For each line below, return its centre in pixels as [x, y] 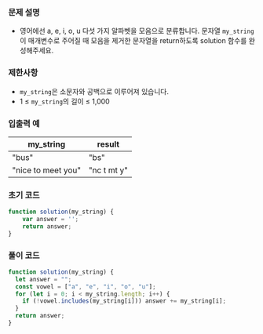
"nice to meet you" [46, 170]
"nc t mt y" [108, 170]
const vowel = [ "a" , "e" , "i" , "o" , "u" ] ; [86, 287]
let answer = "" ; [44, 279]
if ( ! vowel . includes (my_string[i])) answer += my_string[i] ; [124, 301]
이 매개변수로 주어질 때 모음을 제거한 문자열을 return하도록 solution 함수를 [133, 41]
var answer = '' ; [51, 220]
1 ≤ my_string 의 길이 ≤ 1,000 [64, 101]
